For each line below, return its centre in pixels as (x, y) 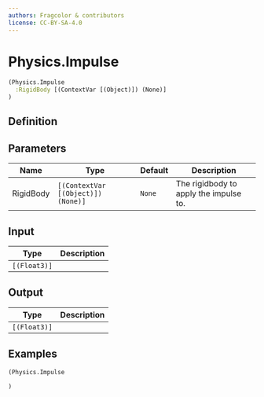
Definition (33, 121)
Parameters (37, 148)
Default (154, 171)
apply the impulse (209, 193)
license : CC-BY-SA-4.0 (45, 23)
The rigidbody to (206, 184)
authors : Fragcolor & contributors (66, 15)
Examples (33, 354)
